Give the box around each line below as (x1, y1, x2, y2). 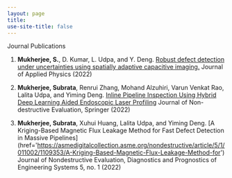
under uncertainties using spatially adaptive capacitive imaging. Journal (17, 63, 224, 71)
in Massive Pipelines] (17, 134, 78, 142)
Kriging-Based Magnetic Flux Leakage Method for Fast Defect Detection (17, 126, 224, 135)
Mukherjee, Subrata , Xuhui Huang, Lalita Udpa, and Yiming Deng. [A (17, 119, 215, 127)
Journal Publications (7, 42, 66, 51)
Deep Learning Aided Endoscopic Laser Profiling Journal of (17, 98, 188, 107)
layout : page (7, 10, 45, 17)
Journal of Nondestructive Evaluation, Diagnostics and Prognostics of (17, 156, 217, 164)
